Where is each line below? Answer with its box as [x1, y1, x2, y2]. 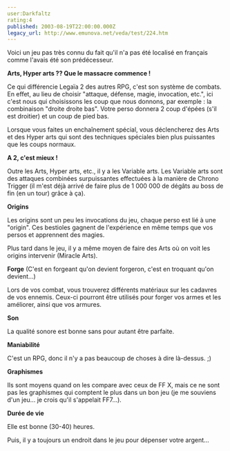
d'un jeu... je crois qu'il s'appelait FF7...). [7, 396, 122, 404]
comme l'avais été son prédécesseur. [7, 56, 114, 64]
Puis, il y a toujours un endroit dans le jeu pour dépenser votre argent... [7, 436, 209, 444]
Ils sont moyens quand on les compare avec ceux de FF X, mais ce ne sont [7, 381, 220, 389]
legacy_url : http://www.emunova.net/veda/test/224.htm [7, 29, 169, 37]
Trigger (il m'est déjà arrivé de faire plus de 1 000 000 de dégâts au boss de [7, 182, 224, 191]
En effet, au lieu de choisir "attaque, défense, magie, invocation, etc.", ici [7, 90, 213, 98]
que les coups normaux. [7, 140, 76, 149]
